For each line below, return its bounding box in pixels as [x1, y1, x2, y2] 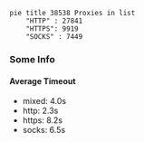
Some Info [9, 52, 56, 65]
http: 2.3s [22, 105, 59, 117]
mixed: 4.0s [22, 96, 66, 107]
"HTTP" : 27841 [25, 16, 83, 25]
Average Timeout [9, 75, 76, 86]
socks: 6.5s [22, 125, 66, 136]
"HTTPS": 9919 [25, 24, 79, 33]
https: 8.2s [22, 115, 63, 126]
